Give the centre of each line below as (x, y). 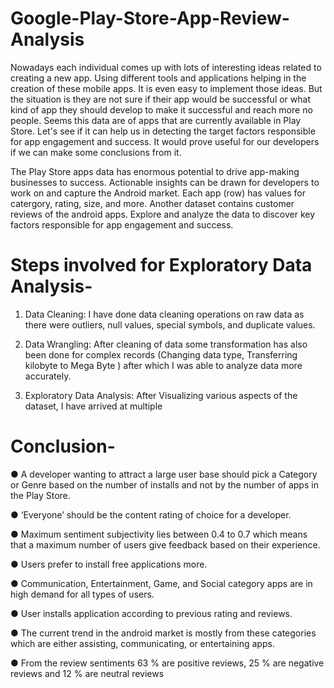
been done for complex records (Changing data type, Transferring (161, 354)
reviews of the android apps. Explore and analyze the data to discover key (163, 214)
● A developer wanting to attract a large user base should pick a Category (164, 474)
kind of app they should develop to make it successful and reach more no (161, 109)
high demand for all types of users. (82, 594)
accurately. (48, 376)
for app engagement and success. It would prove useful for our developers (165, 141)
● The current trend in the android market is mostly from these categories (163, 633)
